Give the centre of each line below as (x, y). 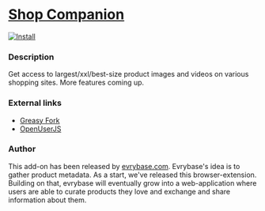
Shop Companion (66, 15)
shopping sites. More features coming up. (76, 83)
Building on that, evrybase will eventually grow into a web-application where (132, 183)
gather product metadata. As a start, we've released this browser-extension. (132, 175)
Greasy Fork (40, 120)
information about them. (47, 200)
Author (22, 149)
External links (35, 103)
